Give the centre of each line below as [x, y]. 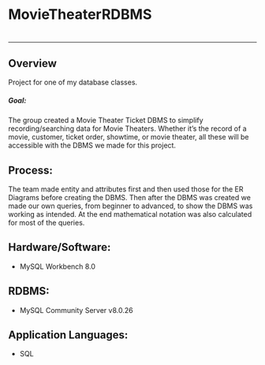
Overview [33, 63]
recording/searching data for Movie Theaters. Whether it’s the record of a [127, 128]
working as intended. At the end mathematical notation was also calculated [130, 214]
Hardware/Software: [60, 247]
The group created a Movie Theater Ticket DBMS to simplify [106, 121]
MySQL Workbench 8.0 [58, 266]
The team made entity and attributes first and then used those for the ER [126, 189]
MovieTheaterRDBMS [80, 15]
